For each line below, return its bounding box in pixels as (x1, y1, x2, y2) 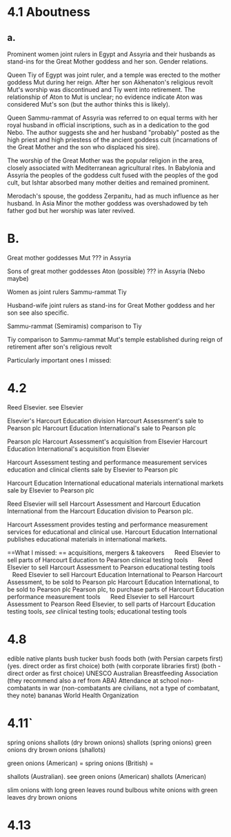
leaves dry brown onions (7, 793, 77, 801)
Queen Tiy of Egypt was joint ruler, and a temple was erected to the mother (7, 71, 221, 79)
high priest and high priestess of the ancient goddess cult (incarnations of (7, 136, 218, 144)
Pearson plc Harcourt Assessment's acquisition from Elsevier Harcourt (7, 437, 208, 445)
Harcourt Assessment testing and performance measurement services (7, 458, 208, 466)
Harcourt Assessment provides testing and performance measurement (7, 520, 208, 528)
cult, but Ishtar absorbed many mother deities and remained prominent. (7, 178, 210, 187)
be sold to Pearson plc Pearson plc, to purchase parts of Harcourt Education (7, 585, 225, 594)
